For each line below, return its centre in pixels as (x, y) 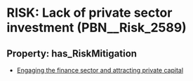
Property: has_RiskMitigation (72, 53)
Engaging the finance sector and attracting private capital (100, 70)
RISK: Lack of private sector (89, 13)
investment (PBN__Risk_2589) (96, 28)
